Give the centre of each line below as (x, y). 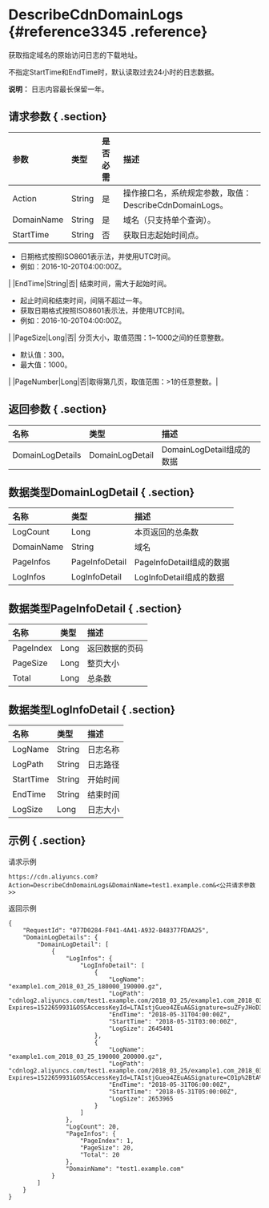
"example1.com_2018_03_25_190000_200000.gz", (85, 1056)
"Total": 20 (100, 1155)
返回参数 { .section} (58, 409)
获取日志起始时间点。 (163, 235)
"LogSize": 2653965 (141, 1099)
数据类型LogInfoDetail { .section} (92, 710)
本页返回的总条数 (166, 532)
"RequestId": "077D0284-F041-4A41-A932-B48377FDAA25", (116, 930)
